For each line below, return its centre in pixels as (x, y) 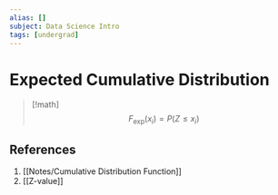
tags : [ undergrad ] (44, 34)
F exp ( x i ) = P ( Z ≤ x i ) (164, 120)
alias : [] (28, 18)
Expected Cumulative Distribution (139, 79)
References (43, 149)
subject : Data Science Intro (65, 26)
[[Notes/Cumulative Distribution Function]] (102, 171)
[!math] (45, 104)
